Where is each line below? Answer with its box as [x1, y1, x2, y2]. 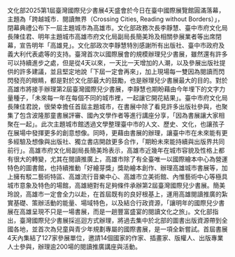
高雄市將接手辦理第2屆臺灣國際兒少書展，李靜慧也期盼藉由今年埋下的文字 [7, 85, 220, 93]
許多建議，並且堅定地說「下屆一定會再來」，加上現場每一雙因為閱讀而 [19, 67, 219, 76]
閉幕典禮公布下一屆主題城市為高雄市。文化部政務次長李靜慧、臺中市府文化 [7, 24, 222, 32]
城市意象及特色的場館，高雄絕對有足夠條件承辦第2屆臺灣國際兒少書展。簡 [7, 181, 220, 189]
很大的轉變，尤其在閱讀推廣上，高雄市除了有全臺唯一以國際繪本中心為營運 [13, 155, 228, 163]
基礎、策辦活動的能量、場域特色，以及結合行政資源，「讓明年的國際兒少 [13, 199, 219, 207]
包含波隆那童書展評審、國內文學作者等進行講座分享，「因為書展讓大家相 [19, 111, 225, 119]
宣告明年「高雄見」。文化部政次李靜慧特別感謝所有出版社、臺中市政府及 [19, 41, 225, 49]
